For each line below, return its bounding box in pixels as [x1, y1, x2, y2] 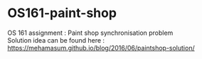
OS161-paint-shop [7, 5, 117, 21]
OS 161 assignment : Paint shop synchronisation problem [7, 28, 174, 37]
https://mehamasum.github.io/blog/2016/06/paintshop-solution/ [7, 43, 195, 52]
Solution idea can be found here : [7, 36, 105, 44]
